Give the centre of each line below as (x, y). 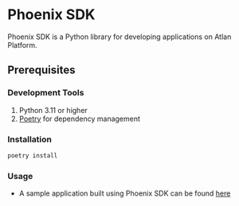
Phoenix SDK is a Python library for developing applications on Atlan (119, 37)
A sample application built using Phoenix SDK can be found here (125, 193)
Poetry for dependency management (80, 119)
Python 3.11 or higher (53, 110)
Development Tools (46, 93)
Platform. (22, 45)
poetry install (33, 155)
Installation (30, 139)
